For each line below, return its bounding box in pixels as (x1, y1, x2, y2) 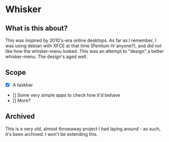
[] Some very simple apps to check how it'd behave (12, 92, 120, 98)
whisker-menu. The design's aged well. (5, 53, 88, 60)
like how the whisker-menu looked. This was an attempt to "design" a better (5, 48, 164, 54)
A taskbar (12, 81, 33, 88)
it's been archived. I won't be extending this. (5, 131, 98, 137)
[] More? (12, 97, 31, 103)
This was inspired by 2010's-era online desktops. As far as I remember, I (5, 37, 156, 43)
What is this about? (5, 24, 68, 33)
